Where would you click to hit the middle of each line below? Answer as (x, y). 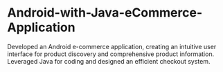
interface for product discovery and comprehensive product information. (111, 54)
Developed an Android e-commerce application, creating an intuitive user (112, 46)
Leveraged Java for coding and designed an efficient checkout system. (109, 61)
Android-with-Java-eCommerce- (105, 13)
